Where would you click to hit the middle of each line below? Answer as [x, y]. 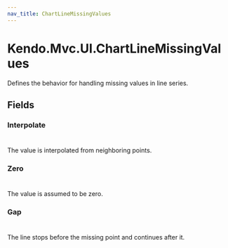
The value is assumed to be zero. [55, 194]
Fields [21, 105]
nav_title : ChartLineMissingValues [59, 14]
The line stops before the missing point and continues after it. [96, 237]
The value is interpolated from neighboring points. [80, 150]
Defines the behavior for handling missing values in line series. [98, 83]
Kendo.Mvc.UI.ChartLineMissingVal [114, 48]
